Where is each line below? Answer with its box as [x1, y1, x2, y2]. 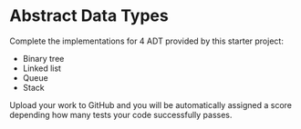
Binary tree [22, 53, 65, 64]
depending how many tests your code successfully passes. [9, 109, 233, 120]
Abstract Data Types [9, 5, 169, 26]
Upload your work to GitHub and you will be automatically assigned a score [9, 99, 293, 110]
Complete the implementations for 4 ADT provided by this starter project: [9, 35, 285, 46]
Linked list [22, 63, 62, 74]
